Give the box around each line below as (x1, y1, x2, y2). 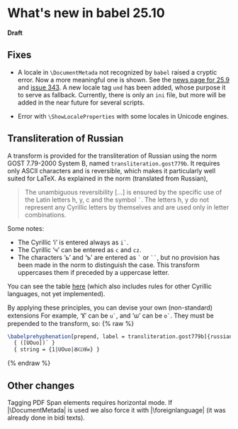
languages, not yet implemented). (7, 289, 106, 298)
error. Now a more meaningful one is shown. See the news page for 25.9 (17, 75, 230, 84)
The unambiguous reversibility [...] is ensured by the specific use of (24, 188, 222, 196)
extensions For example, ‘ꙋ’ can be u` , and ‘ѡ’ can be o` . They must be (7, 311, 214, 320)
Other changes (7, 379, 75, 391)
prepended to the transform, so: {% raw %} (7, 319, 135, 327)
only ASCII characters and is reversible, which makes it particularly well (7, 166, 216, 175)
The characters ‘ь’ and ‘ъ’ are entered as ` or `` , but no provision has (17, 253, 220, 261)
